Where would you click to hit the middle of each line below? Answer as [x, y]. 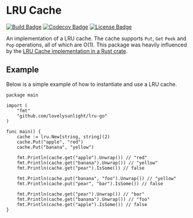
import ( [17, 105]
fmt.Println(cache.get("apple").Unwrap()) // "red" [82, 158]
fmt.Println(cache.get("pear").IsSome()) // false [81, 168]
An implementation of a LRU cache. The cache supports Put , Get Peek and [96, 38]
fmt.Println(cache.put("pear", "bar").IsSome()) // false [90, 183]
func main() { [24, 132]
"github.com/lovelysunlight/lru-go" [62, 116]
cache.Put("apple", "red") [50, 142]
